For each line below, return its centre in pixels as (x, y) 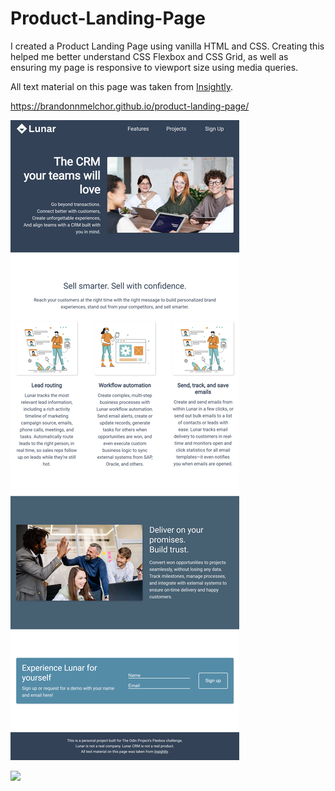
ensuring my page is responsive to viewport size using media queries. (154, 67)
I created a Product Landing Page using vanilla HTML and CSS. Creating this (167, 46)
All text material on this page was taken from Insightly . (121, 86)
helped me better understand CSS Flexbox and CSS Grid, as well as (149, 56)
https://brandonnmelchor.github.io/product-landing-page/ (130, 106)
